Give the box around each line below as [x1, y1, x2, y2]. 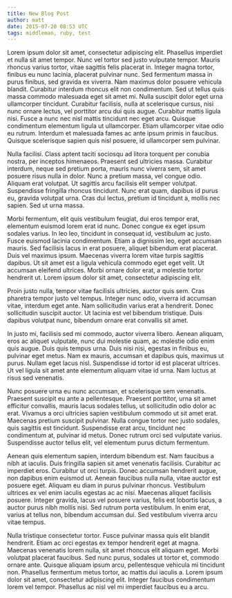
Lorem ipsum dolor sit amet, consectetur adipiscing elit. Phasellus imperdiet [7, 48, 223, 57]
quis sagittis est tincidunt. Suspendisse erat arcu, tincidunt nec [7, 424, 186, 432]
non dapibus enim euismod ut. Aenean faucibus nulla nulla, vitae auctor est [7, 474, 221, 483]
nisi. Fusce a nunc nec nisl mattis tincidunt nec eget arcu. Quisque [7, 115, 196, 123]
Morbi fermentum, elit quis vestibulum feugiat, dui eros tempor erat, [7, 215, 200, 223]
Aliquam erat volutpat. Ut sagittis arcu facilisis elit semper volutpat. [7, 179, 197, 187]
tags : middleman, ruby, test [7, 29, 91, 37]
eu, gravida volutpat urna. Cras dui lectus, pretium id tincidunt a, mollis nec [7, 194, 221, 203]
